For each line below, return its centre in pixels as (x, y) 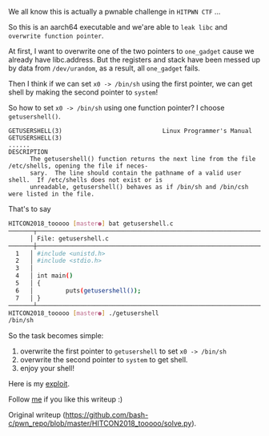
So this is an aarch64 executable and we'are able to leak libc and (118, 27)
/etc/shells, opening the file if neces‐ (78, 166)
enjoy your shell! (47, 369)
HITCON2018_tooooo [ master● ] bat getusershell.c (91, 224)
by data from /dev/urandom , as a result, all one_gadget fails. (104, 68)
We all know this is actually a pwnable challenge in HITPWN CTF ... (114, 12)
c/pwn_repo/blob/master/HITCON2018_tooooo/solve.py (100, 423)
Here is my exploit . (39, 384)
